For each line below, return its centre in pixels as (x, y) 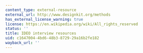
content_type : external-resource (41, 10)
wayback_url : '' (22, 43)
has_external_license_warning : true (44, 19)
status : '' (17, 29)
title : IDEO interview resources (41, 33)
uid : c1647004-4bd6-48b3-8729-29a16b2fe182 (52, 38)
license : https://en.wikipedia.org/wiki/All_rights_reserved (72, 24)
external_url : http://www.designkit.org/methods (58, 15)
